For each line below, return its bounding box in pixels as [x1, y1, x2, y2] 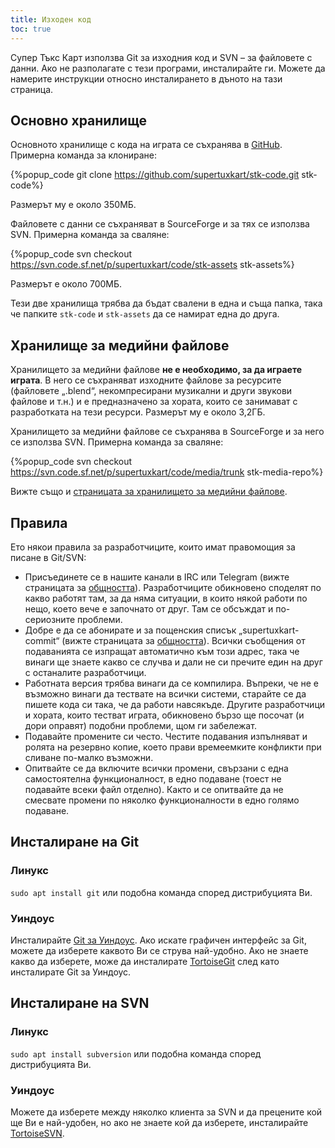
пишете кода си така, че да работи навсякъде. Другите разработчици [24, 698, 326, 710]
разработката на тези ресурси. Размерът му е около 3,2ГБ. [10, 406, 266, 418]
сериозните [24, 613, 76, 625]
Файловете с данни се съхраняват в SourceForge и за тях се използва [10, 218, 310, 230]
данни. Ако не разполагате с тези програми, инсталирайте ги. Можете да [10, 62, 326, 74]
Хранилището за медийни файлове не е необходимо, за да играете [10, 364, 303, 376]
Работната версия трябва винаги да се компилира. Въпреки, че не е [24, 677, 319, 689]
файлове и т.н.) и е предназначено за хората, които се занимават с [10, 396, 298, 408]
